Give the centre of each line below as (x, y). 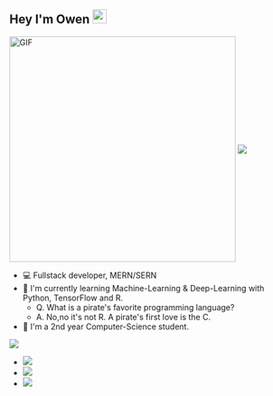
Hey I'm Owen (50, 19)
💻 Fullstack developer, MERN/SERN (89, 275)
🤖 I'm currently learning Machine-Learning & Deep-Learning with (143, 288)
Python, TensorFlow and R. (73, 298)
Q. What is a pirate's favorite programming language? (135, 307)
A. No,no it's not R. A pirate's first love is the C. (123, 317)
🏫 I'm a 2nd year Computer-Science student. (106, 327)
